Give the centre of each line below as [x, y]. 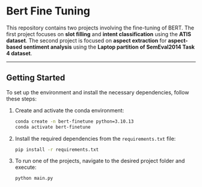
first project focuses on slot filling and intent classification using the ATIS [99, 34]
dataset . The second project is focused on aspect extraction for [87, 40]
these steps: [22, 99]
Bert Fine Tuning [48, 11]
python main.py [34, 179]
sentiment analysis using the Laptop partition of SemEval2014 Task [109, 47]
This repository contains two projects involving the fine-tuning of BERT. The [100, 28]
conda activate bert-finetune [53, 127]
